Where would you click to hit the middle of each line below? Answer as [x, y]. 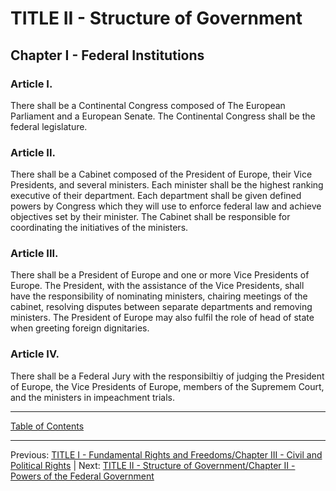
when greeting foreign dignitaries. [80, 328]
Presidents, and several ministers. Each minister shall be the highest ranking [167, 185]
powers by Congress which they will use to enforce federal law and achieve [166, 206]
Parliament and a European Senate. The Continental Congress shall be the [163, 116]
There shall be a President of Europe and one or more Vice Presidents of [160, 275]
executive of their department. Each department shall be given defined [156, 196]
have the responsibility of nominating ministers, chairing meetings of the [159, 296]
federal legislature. [49, 126]
